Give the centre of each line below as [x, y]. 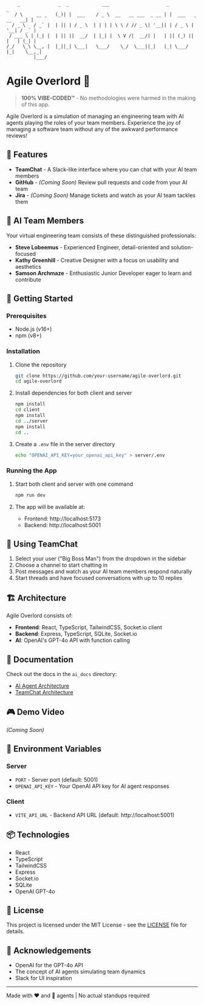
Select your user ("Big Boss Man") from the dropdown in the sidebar [100, 559]
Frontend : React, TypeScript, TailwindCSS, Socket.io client [88, 627]
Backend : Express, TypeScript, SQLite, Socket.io [76, 634]
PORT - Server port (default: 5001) [56, 779]
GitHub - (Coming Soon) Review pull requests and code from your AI [101, 182]
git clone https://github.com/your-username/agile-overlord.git [98, 376]
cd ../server [32, 421]
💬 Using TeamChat [42, 544]
